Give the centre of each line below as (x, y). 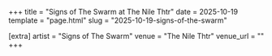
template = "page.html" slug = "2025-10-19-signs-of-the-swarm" (118, 20)
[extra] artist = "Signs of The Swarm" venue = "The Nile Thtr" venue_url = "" (136, 36)
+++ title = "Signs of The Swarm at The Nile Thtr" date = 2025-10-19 (123, 12)
